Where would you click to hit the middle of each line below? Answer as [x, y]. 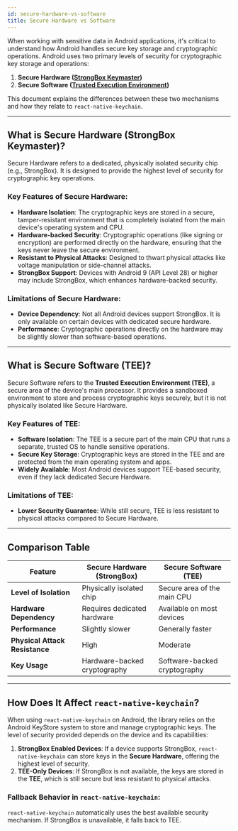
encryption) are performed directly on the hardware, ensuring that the [119, 242]
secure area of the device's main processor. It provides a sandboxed [107, 390]
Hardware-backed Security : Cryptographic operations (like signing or [120, 234]
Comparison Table [49, 547]
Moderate [175, 645]
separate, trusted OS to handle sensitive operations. [93, 447]
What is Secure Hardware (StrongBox [91, 135]
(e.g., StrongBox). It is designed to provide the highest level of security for [115, 170]
